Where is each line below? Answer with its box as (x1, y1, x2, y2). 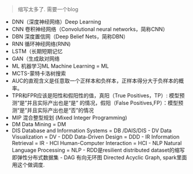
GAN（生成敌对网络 (11, 55, 60, 62)
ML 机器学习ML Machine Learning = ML (11, 63, 110, 70)
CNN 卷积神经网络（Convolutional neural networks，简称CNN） (11, 26, 169, 32)
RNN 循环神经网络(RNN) (11, 41, 71, 47)
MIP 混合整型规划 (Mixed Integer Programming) (11, 114, 127, 121)
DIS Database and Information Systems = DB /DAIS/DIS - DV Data (11, 127, 172, 134)
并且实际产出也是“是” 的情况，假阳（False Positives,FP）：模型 (27, 100, 179, 106)
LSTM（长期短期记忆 (11, 48, 63, 55)
